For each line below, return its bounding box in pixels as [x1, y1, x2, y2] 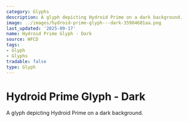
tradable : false [6, 58, 47, 64]
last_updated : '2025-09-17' [6, 25, 76, 32]
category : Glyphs [6, 8, 50, 15]
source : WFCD [6, 36, 39, 42]
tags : [6, 42, 20, 48]
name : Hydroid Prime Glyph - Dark [6, 31, 93, 37]
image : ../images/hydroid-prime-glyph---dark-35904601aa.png [6, 20, 162, 26]
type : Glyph [6, 64, 36, 70]
